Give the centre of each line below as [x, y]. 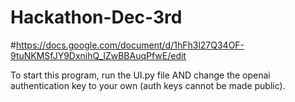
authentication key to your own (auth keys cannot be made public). [148, 85]
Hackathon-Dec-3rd [96, 17]
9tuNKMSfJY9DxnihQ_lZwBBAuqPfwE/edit [98, 55]
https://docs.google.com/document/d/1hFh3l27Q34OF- [130, 45]
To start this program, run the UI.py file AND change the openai [140, 75]
